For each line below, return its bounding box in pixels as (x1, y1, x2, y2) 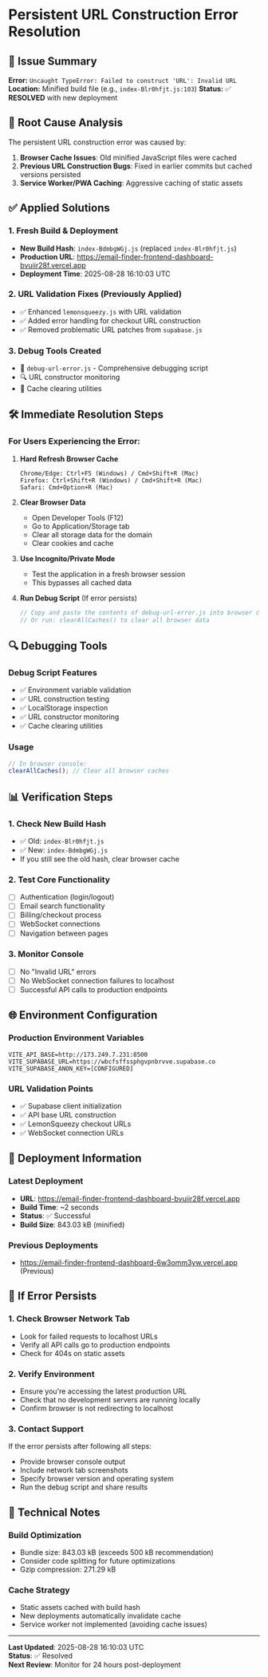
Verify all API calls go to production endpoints (19, 1339, 171, 1350)
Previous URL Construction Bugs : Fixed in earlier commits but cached (19, 161, 253, 171)
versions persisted (19, 169, 81, 179)
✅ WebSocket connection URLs (19, 1128, 124, 1138)
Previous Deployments (8, 1240, 98, 1251)
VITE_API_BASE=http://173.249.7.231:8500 (8, 1050, 148, 1058)
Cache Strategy (8, 1584, 70, 1596)
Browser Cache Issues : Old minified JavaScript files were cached (19, 152, 237, 162)
